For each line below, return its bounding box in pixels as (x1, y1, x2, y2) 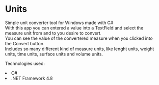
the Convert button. (5, 40, 45, 46)
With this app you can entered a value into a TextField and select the (5, 25, 144, 30)
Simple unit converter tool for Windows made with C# (5, 20, 114, 26)
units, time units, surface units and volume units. (5, 51, 103, 57)
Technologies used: (5, 60, 45, 66)
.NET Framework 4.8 (11, 75, 53, 81)
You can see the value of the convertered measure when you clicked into (5, 35, 153, 41)
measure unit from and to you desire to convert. (5, 30, 102, 36)
